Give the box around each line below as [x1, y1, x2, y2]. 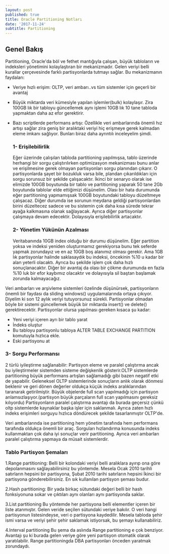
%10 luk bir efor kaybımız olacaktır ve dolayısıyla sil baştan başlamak [12, 270, 156, 276]
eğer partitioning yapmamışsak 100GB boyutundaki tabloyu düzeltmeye [12, 192, 161, 198]
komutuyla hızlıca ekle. [12, 332, 61, 338]
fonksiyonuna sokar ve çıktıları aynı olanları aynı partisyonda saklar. [5, 491, 145, 497]
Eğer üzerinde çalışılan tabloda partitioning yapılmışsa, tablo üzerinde [12, 155, 157, 161]
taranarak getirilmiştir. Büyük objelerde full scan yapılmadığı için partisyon [5, 388, 159, 394]
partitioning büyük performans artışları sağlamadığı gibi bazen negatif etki [5, 372, 159, 379]
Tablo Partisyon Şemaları [5, 448, 68, 456]
